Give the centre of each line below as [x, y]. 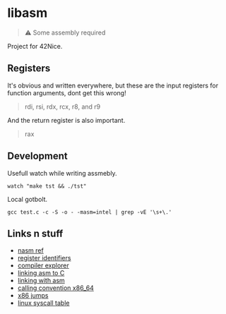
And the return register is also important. [66, 120]
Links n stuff [35, 233]
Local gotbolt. [28, 199]
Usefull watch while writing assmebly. [63, 173]
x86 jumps [33, 296]
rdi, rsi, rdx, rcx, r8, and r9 [63, 107]
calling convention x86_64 [55, 288]
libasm [28, 13]
